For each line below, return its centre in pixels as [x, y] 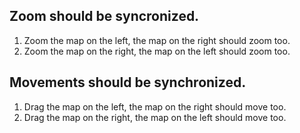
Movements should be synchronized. [128, 82]
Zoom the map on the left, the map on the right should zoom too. [157, 40]
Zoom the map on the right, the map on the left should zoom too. [157, 51]
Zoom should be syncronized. [104, 16]
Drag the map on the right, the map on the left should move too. [155, 117]
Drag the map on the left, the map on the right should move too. [155, 106]
